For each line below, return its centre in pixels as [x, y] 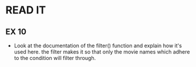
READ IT [26, 10]
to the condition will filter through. [55, 58]
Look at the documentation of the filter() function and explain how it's [98, 45]
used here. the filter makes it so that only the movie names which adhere [102, 52]
